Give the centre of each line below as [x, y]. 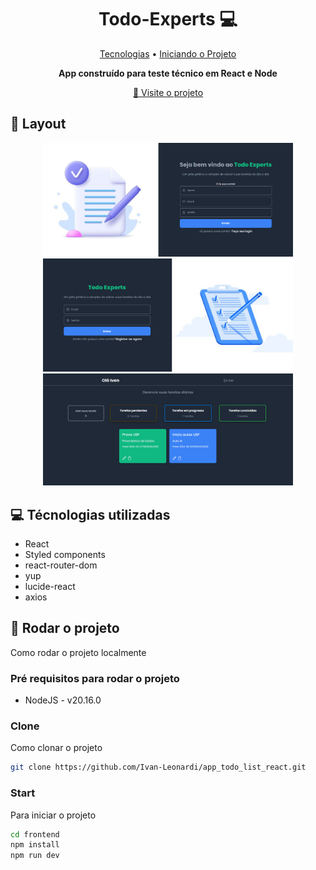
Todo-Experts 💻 [168, 19]
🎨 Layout [38, 124]
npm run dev [35, 856]
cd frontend [35, 834]
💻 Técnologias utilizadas [90, 514]
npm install [35, 845]
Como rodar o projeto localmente [78, 652]
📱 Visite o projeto [168, 92]
